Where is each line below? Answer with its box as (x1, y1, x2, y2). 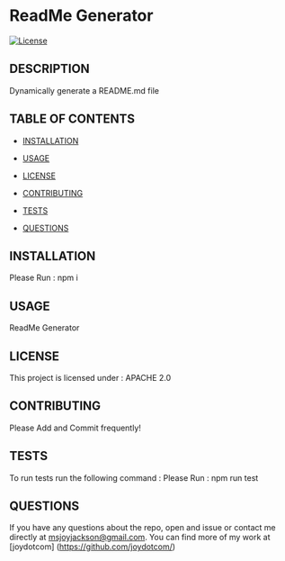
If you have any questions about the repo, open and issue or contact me (9, 522, 276, 533)
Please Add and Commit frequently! (9, 422, 142, 433)
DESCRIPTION (9, 61, 90, 77)
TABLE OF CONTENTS (9, 112, 135, 127)
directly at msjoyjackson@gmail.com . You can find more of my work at (9, 532, 272, 543)
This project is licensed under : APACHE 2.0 (9, 373, 172, 383)
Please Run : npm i (9, 272, 78, 284)
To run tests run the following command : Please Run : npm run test (9, 472, 259, 483)
